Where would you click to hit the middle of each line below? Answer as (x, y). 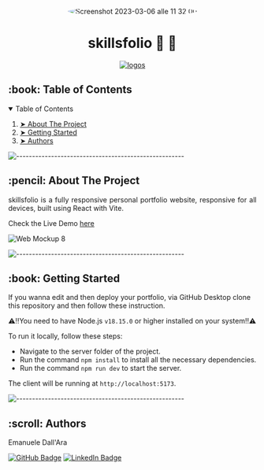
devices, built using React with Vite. (66, 208)
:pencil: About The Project (74, 181)
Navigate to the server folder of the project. (90, 352)
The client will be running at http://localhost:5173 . (92, 383)
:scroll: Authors (47, 423)
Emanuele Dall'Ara (38, 442)
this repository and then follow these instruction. (87, 305)
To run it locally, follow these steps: (65, 336)
